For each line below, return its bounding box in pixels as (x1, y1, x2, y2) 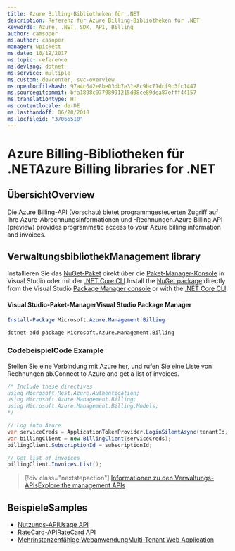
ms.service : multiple (7, 69, 71, 76)
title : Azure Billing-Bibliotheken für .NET (7, 10, 140, 18)
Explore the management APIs (37, 481, 126, 490)
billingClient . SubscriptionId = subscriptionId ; (7, 442, 153, 449)
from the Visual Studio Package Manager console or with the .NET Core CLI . (7, 284, 229, 293)
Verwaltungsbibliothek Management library (7, 251, 201, 263)
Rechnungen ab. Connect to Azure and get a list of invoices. (7, 369, 179, 378)
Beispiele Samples (7, 502, 88, 514)
